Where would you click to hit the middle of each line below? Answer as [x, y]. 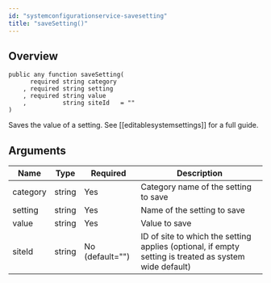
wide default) [166, 267]
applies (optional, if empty [190, 247]
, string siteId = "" [79, 103]
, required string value [65, 96]
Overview [33, 56]
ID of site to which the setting [196, 237]
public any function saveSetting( [67, 75]
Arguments [38, 150]
